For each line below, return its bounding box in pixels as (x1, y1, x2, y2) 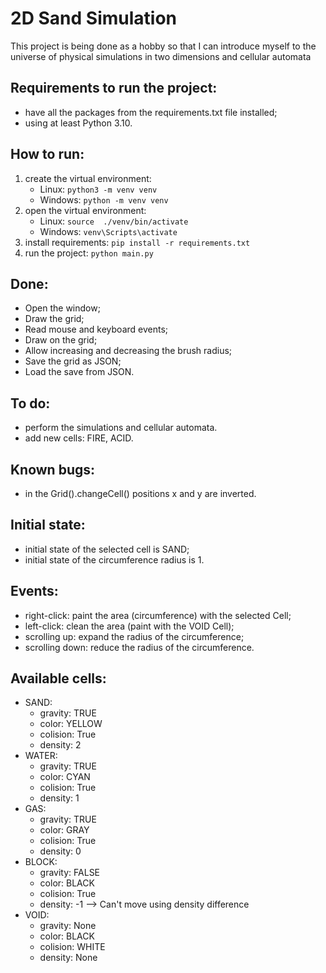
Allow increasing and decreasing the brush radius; (24, 345, 233, 357)
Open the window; (24, 302, 101, 314)
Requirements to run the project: (10, 80, 218, 97)
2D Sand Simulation (10, 7, 177, 30)
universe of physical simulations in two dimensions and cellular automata (10, 50, 312, 62)
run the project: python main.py (24, 247, 154, 259)
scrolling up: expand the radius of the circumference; (24, 630, 245, 642)
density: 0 (39, 845, 82, 857)
